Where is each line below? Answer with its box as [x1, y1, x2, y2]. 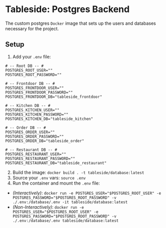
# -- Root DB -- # [5, 63, 44, 69]
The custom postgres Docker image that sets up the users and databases [5, 20, 156, 26]
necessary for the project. [5, 25, 59, 31]
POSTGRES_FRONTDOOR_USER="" [5, 85, 64, 90]
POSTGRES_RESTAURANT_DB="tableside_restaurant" [5, 160, 107, 165]
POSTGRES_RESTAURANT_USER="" [5, 151, 66, 157]
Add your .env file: [12, 53, 51, 60]
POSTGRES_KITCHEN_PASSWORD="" [5, 112, 69, 117]
